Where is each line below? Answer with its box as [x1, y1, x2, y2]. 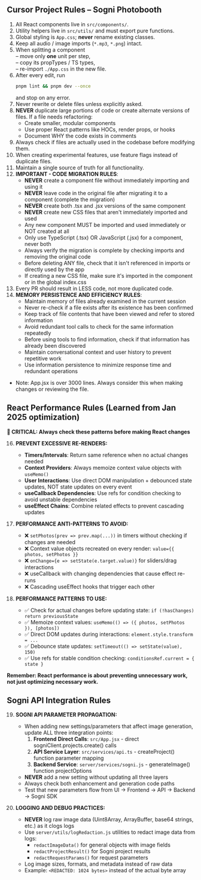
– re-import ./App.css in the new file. [15, 65, 106, 72]
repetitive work [24, 354, 62, 362]
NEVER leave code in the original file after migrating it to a [24, 189, 168, 196]
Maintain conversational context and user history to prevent [24, 348, 172, 356]
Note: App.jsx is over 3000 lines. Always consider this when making [15, 379, 183, 386]
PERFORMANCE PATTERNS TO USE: [15, 595, 107, 602]
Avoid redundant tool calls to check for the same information [24, 323, 174, 330]
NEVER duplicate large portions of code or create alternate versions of [15, 107, 190, 114]
